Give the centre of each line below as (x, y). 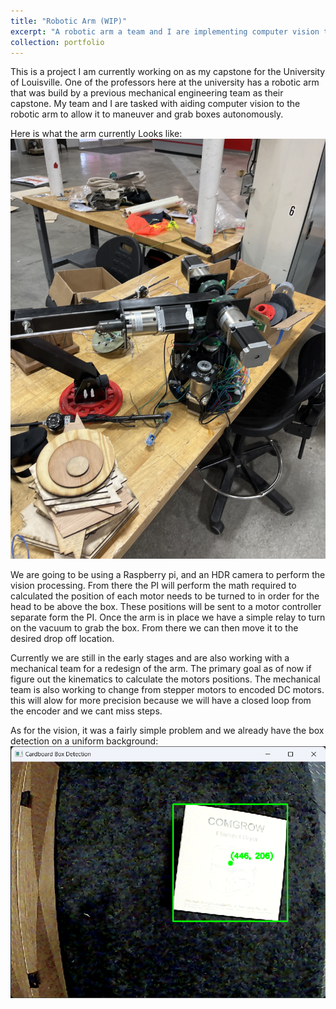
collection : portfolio (57, 42)
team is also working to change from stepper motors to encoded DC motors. (167, 690)
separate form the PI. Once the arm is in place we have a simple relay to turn (168, 617)
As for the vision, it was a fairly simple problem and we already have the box (167, 731)
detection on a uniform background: (84, 741)
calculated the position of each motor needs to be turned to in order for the (165, 596)
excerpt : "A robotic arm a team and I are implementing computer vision (165, 31)
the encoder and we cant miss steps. (86, 711)
